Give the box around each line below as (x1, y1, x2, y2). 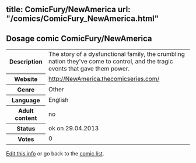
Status (16, 125, 36, 133)
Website (14, 75, 38, 83)
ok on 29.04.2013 (48, 124, 99, 132)
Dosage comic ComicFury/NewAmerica (6, 33, 153, 43)
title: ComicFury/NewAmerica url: (6, 5, 131, 15)
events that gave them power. (48, 65, 130, 73)
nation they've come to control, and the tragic (48, 58, 173, 66)
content (15, 114, 37, 122)
